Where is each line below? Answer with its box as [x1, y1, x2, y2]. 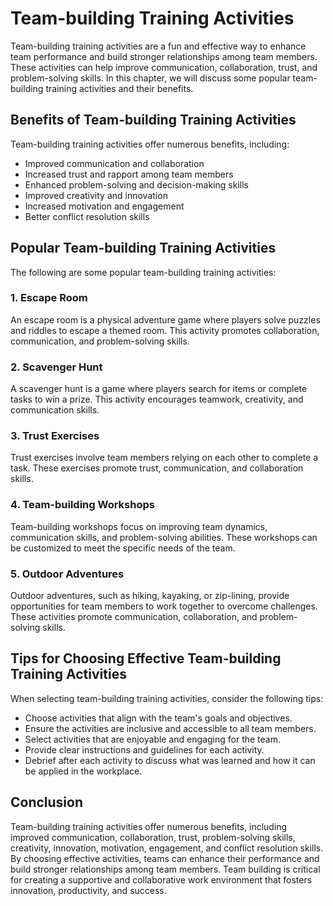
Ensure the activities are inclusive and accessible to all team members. [24, 722, 317, 734]
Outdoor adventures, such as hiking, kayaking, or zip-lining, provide [10, 590, 290, 602]
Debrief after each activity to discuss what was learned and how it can [24, 754, 316, 766]
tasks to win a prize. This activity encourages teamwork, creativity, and [10, 393, 304, 406]
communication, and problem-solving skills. [10, 335, 190, 347]
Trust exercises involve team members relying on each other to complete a [10, 452, 319, 464]
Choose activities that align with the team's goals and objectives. [24, 712, 293, 724]
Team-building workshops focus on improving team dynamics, [10, 520, 268, 532]
